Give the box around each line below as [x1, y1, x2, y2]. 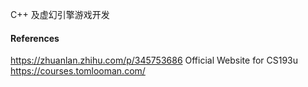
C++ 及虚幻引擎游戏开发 [10, 9, 110, 20]
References [10, 32, 60, 44]
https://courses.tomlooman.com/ [10, 65, 146, 77]
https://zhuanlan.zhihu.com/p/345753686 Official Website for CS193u [10, 54, 299, 67]
